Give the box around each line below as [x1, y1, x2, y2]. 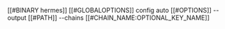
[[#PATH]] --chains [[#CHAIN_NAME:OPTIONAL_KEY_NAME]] [28, 13, 210, 22]
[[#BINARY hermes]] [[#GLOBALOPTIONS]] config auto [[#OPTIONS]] [7, 6, 212, 14]
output [7, 13, 27, 22]
